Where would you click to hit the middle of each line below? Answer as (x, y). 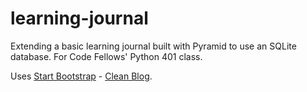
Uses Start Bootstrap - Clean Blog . (81, 76)
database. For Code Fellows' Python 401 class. (106, 56)
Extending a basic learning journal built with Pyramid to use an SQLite (153, 46)
